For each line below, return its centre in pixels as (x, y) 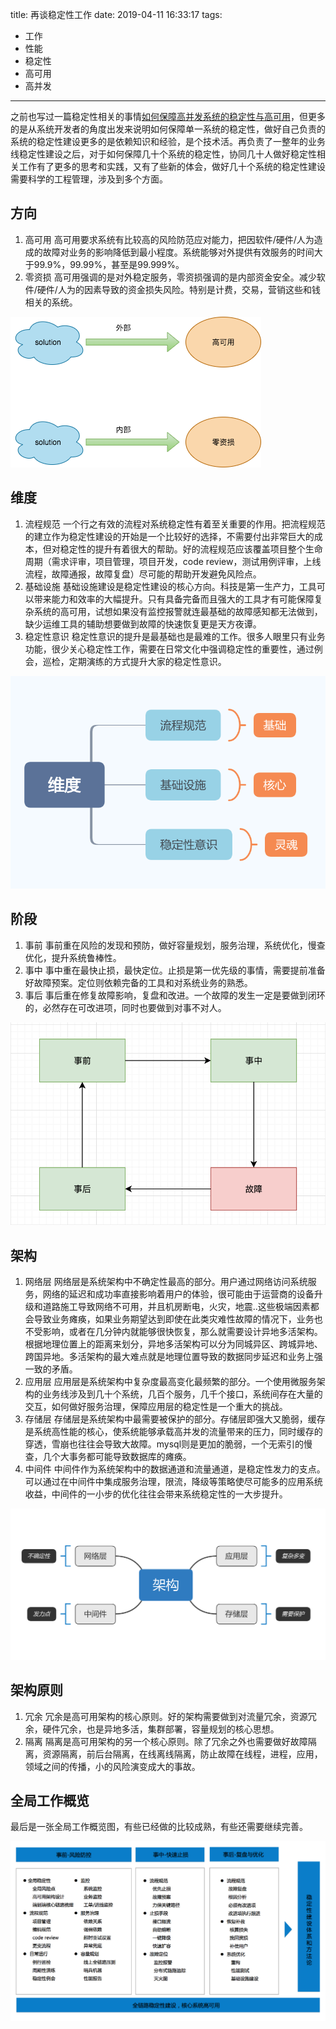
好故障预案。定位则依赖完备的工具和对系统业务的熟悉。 (138, 982)
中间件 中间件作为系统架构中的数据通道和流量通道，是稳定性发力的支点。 (175, 1469)
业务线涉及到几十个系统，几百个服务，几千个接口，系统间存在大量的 (182, 1394)
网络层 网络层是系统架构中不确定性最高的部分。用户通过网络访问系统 (166, 1282)
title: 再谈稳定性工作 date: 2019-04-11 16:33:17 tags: (116, 14)
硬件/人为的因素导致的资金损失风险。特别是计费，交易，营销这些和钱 (178, 289)
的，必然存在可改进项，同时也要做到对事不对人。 (125, 1007)
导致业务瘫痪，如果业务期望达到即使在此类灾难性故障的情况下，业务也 (178, 1319)
